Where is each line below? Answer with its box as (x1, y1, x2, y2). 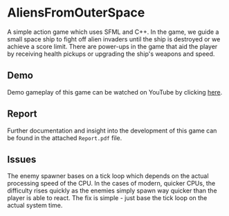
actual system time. (7, 202, 63, 210)
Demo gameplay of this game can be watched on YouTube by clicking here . (7, 88, 223, 96)
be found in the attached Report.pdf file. (7, 133, 122, 142)
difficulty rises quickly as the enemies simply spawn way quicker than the (7, 186, 217, 195)
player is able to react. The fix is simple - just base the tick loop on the (7, 194, 208, 202)
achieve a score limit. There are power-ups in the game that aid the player (7, 42, 218, 50)
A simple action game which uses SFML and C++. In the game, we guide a (7, 28, 219, 36)
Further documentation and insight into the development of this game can (7, 126, 217, 135)
